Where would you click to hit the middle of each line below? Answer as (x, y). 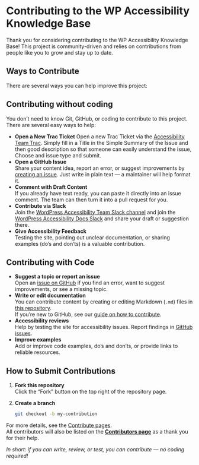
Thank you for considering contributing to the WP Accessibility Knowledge (97, 40)
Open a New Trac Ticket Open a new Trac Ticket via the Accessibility (99, 136)
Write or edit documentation (50, 296)
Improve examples (38, 340)
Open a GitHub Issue (41, 162)
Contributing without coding (60, 104)
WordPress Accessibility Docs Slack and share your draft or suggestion (102, 219)
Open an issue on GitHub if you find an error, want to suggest (89, 283)
